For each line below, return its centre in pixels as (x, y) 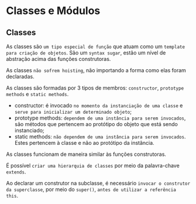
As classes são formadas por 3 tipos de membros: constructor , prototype (95, 88)
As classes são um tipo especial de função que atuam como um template (96, 46)
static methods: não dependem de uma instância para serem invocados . (100, 137)
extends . (16, 172)
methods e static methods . (37, 94)
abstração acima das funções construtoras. (59, 59)
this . (12, 195)
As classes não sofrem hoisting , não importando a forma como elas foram (96, 70)
